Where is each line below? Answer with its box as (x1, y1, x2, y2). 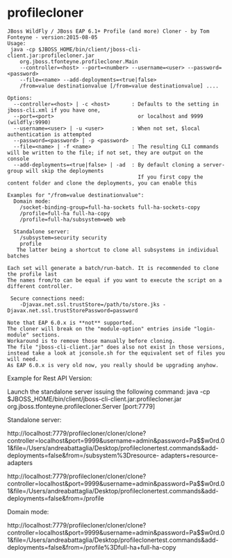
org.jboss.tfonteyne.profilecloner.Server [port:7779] (7, 402, 156, 410)
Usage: (7, 40, 26, 46)
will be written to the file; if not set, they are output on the (7, 149, 204, 156)
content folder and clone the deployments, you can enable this (7, 179, 197, 187)
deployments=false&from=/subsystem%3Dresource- (7, 451, 160, 459)
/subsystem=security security (19, 234, 108, 241)
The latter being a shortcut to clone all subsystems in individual (16, 246, 219, 253)
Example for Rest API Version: (7, 373, 92, 382)
